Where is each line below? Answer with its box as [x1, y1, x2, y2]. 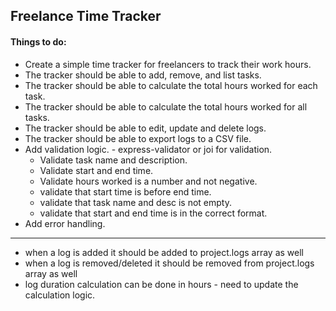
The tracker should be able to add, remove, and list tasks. [24, 69, 262, 81]
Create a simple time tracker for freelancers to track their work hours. [24, 58, 312, 70]
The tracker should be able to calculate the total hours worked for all [24, 100, 308, 113]
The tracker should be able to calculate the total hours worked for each [24, 79, 318, 91]
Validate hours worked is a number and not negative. [39, 175, 258, 187]
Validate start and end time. [39, 164, 154, 176]
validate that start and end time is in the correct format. [39, 207, 268, 219]
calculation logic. [24, 289, 96, 301]
